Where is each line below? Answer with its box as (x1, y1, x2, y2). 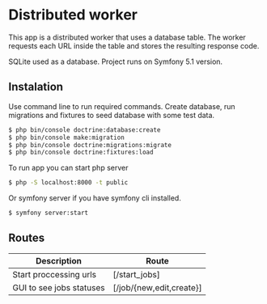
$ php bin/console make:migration (8, 133, 125, 141)
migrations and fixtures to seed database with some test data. (8, 110, 215, 120)
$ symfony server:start (8, 209, 89, 217)
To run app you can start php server (8, 163, 129, 173)
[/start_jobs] (112, 268, 160, 280)
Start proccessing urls (12, 268, 97, 280)
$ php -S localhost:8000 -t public (8, 179, 129, 187)
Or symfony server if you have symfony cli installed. (8, 193, 182, 203)
